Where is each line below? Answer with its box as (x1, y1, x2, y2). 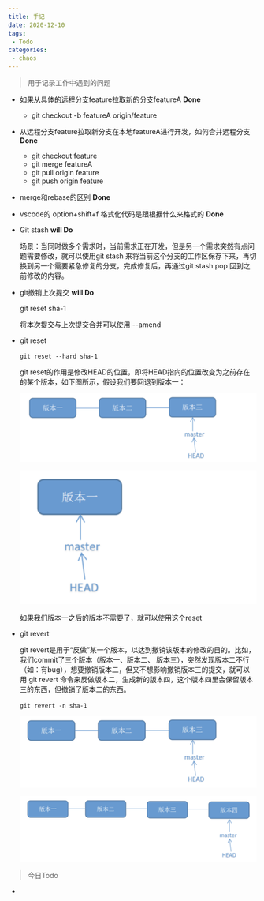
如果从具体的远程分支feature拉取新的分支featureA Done (19, 95, 201, 104)
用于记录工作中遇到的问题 (27, 78, 111, 87)
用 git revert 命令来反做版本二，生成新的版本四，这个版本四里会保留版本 (19, 675, 254, 685)
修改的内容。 (26, 271, 69, 280)
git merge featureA (31, 160, 93, 169)
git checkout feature (31, 151, 98, 160)
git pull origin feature (31, 168, 100, 177)
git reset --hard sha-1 (19, 352, 99, 360)
